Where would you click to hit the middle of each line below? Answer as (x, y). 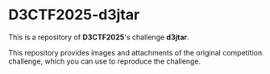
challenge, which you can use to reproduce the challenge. (105, 61)
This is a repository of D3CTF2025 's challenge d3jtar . (99, 37)
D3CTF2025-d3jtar (74, 15)
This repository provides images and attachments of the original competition (135, 52)
